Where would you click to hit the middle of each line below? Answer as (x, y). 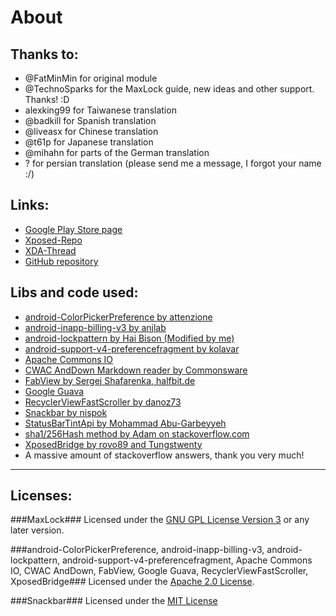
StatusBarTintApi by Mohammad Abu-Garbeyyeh (125, 423)
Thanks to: (44, 54)
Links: (30, 205)
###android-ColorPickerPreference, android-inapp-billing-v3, (137, 550)
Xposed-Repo (53, 240)
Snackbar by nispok (66, 412)
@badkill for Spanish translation (90, 120)
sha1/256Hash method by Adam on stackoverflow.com (137, 433)
